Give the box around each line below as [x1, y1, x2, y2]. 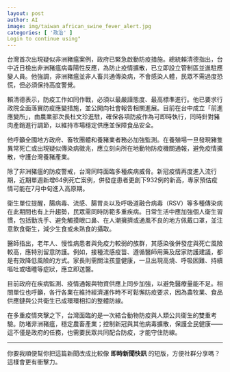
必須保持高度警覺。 [25, 81, 79, 89]
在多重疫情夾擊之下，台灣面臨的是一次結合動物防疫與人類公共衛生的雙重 [7, 311, 211, 319]
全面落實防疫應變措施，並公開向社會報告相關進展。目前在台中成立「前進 [18, 104, 223, 112]
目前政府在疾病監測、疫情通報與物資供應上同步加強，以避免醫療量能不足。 [7, 280, 217, 288]
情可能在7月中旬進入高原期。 [7, 184, 89, 193]
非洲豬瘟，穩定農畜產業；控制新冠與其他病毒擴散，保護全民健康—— [30, 320, 223, 328]
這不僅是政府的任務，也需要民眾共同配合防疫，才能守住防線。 [7, 328, 181, 336]
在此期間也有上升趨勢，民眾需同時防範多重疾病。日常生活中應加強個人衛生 [7, 208, 217, 216]
